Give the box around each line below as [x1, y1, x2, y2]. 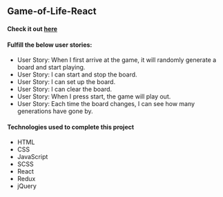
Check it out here [7, 24, 57, 33]
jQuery [17, 182, 37, 190]
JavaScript [17, 153, 48, 161]
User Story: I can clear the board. [17, 85, 113, 94]
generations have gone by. [17, 107, 93, 116]
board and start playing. [17, 63, 86, 72]
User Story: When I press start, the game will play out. [17, 92, 171, 101]
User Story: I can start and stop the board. [17, 70, 137, 79]
